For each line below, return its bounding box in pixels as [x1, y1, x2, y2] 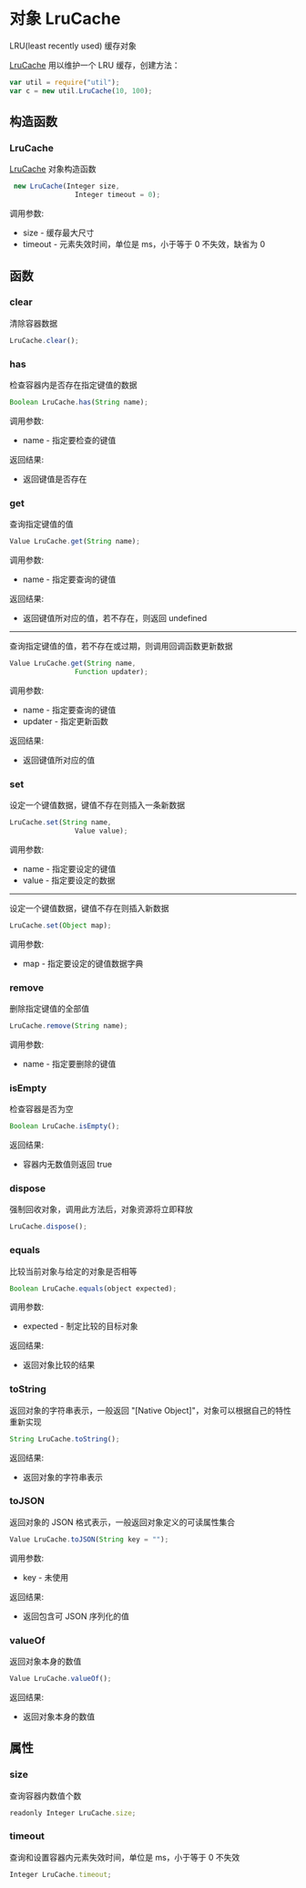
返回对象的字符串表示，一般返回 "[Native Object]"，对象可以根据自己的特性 [9, 1405, 291, 1416]
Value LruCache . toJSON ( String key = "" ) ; [9, 1534, 169, 1544]
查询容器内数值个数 [9, 1789, 82, 1801]
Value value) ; [74, 826, 128, 835]
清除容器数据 [9, 317, 57, 328]
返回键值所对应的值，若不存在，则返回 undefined [22, 613, 208, 624]
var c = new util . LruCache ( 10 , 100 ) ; [9, 86, 153, 96]
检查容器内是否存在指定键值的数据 [9, 379, 138, 390]
